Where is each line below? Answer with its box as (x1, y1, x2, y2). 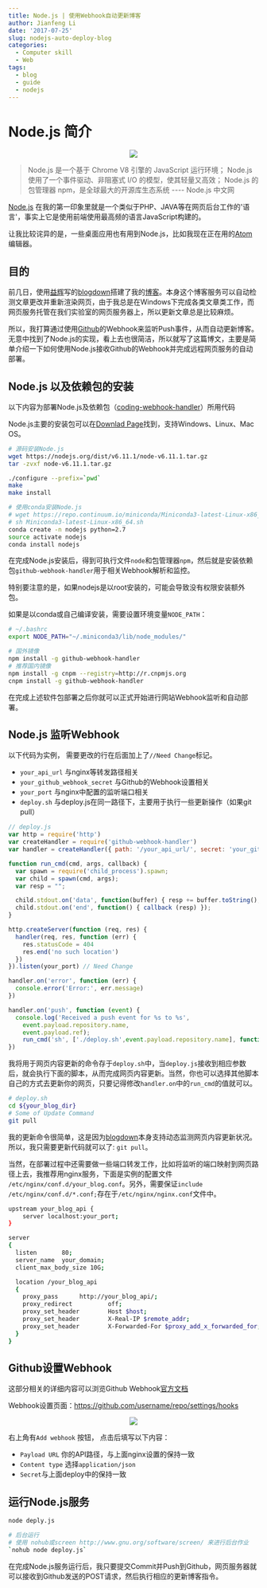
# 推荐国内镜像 (8, 662, 52, 670)
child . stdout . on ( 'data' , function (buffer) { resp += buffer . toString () (15, 896, 258, 904)
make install (8, 489, 52, 497)
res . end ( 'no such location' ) (22, 947, 119, 956)
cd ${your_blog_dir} (8, 1102, 77, 1110)
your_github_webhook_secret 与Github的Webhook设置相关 (19, 778, 209, 787)
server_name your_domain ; (15, 1256, 105, 1264)
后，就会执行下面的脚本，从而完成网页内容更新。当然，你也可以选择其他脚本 (8, 1068, 259, 1078)
